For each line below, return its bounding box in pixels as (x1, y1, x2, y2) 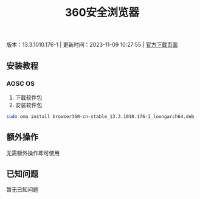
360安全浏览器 (64, 5, 140, 19)
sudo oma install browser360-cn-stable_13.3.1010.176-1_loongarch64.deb (6, 113, 195, 119)
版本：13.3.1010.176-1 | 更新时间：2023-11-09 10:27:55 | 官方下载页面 (6, 41, 178, 49)
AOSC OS (6, 79, 35, 88)
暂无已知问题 (6, 186, 38, 194)
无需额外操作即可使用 (6, 149, 60, 156)
